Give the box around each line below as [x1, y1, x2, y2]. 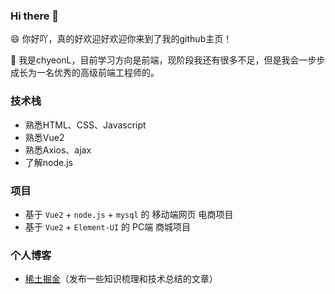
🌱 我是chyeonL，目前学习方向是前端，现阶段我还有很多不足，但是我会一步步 [10, 54, 326, 66]
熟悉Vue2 [24, 131, 65, 143]
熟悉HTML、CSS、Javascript [24, 119, 147, 131]
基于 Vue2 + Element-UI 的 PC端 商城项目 [24, 220, 192, 233]
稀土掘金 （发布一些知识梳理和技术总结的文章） [24, 273, 218, 285]
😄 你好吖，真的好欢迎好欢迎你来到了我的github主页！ [10, 33, 233, 45]
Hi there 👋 [10, 9, 60, 23]
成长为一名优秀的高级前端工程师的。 [10, 67, 160, 79]
